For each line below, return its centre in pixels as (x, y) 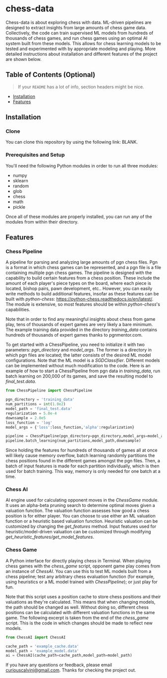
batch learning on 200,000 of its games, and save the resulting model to (79, 376)
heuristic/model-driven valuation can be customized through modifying (78, 532)
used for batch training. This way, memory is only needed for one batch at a (83, 471)
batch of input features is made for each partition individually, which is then (83, 466)
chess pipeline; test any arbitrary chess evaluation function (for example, (80, 576)
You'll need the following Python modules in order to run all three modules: (82, 166)
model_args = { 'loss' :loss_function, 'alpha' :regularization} (70, 427)
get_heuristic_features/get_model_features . (50, 537)
